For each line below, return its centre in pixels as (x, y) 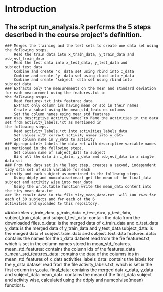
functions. (15, 285)
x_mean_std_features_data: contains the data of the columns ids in (72, 254)
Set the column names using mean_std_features (62, 114)
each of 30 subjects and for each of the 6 (50, 199)
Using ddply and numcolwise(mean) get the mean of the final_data (83, 178)
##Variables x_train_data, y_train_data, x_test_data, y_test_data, (68, 213)
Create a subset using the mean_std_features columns (70, 110)
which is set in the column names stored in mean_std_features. (68, 244)
